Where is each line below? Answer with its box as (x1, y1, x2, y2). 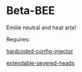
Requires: (6, 35, 30, 43)
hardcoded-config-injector (6, 47, 73, 55)
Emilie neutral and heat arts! (6, 24, 77, 31)
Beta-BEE (6, 4, 55, 18)
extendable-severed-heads (6, 59, 75, 67)
